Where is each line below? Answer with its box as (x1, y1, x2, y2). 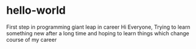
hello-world (6, 4, 66, 17)
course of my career (6, 36, 57, 43)
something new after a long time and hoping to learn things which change (6, 29, 189, 36)
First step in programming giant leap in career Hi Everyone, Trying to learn (6, 23, 191, 30)
